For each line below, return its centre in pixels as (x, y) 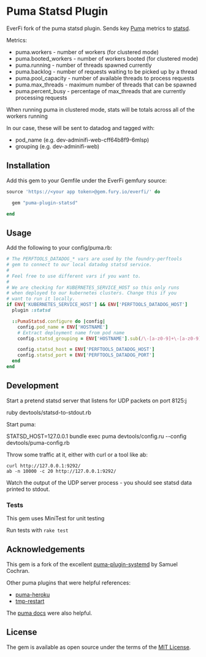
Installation (28, 166)
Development (33, 386)
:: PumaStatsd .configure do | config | (59, 321)
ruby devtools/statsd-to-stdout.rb (49, 412)
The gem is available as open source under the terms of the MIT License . (99, 647)
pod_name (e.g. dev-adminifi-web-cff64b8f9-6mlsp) (82, 140)
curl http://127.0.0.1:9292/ (44, 466)
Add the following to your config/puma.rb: (59, 248)
